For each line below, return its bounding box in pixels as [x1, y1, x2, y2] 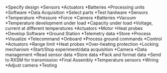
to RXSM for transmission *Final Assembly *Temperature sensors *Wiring [5, 57, 159, 63]
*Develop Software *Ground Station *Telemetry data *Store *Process [5, 31, 151, 36]
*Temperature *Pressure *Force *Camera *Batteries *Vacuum [5, 15, 136, 20]
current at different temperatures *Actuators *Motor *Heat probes [5, 25, 143, 31]
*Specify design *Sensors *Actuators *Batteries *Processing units [5, 4, 145, 10]
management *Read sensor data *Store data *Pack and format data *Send [5, 52, 161, 58]
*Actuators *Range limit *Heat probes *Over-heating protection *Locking [5, 41, 159, 47]
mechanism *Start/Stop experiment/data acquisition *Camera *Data [5, 47, 147, 52]
